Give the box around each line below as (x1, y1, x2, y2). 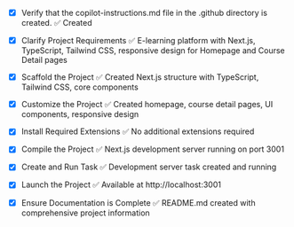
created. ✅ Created (20, 18, 92, 28)
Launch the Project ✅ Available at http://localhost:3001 (20, 179, 221, 190)
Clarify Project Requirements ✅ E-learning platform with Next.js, (20, 35, 256, 46)
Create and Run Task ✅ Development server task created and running (20, 161, 277, 172)
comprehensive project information (20, 207, 150, 218)
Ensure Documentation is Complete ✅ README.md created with (20, 197, 256, 207)
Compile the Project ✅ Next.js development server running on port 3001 (20, 144, 285, 154)
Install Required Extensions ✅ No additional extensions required (20, 126, 255, 137)
